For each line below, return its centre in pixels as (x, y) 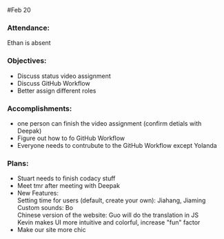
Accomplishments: (40, 108)
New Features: (38, 193)
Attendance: (29, 28)
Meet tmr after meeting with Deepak (69, 186)
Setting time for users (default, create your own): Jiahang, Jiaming (111, 200)
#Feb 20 (19, 10)
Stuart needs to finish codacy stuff (66, 178)
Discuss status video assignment (64, 76)
